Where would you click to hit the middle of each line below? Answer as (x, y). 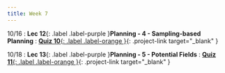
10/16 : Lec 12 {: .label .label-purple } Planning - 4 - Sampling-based (104, 33)
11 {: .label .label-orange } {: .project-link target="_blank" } (89, 62)
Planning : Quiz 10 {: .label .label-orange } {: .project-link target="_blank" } (113, 41)
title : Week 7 (28, 14)
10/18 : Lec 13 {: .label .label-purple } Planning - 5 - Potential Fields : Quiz (111, 54)
